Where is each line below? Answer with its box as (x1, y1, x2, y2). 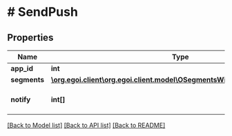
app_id (10, 64, 33, 73)
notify (10, 95, 31, 104)
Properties (7, 32, 54, 43)
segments (10, 75, 45, 84)
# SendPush (7, 4, 78, 20)
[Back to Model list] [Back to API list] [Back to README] (7, 122, 166, 129)
